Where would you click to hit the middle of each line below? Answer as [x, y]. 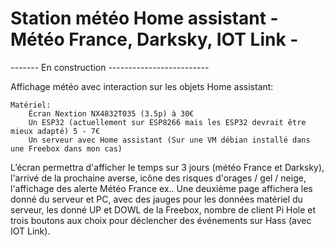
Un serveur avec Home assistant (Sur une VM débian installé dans [169, 140]
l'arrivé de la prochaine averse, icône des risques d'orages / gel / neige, [158, 178]
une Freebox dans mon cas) [66, 148]
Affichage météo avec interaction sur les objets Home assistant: [142, 86]
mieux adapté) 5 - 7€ [55, 131]
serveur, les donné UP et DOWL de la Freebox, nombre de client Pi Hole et [163, 209]
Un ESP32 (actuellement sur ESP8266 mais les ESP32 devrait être [167, 122]
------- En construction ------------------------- [110, 67]
